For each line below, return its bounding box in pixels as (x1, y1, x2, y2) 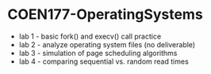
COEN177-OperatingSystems (7, 6, 203, 24)
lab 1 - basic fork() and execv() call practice (18, 31, 162, 41)
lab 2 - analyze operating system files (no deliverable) (18, 39, 196, 49)
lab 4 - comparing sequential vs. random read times (18, 57, 190, 66)
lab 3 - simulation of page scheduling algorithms (18, 48, 178, 57)
